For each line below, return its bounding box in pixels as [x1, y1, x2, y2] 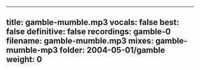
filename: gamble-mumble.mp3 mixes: [6, 36, 154, 46]
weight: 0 [6, 55, 42, 65]
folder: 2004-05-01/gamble [59, 45, 165, 55]
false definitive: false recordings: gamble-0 [6, 27, 171, 37]
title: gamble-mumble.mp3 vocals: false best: [6, 17, 180, 27]
